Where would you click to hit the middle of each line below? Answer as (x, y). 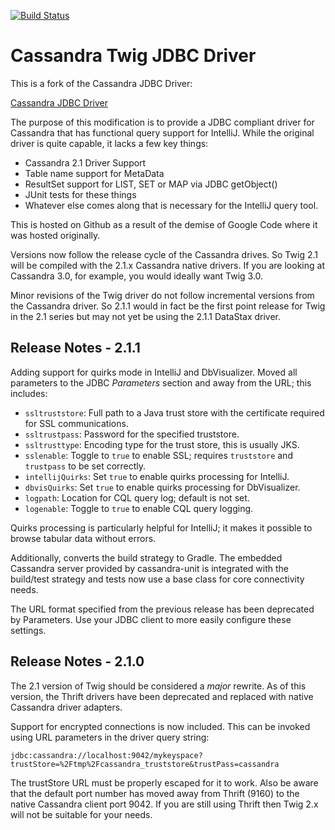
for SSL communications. (76, 423)
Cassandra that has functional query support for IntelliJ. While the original (162, 132)
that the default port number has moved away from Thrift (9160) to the (155, 793)
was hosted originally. (55, 235)
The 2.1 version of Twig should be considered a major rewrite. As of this (158, 686)
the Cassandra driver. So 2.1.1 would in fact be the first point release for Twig (168, 306)
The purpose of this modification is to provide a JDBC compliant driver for (162, 122)
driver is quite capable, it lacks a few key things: (109, 143)
